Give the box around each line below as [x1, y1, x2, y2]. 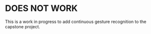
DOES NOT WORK [5, 3, 78, 14]
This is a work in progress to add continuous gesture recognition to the [5, 19, 147, 24]
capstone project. [5, 23, 40, 29]
